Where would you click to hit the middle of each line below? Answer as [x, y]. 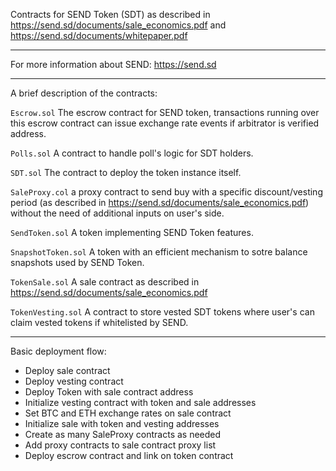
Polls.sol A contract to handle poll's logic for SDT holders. [132, 153]
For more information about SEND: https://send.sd [113, 64]
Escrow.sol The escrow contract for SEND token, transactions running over [165, 112]
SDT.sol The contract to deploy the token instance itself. [126, 172]
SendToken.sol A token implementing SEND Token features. [132, 232]
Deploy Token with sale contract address [109, 392]
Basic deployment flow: [58, 351]
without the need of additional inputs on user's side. [117, 213]
